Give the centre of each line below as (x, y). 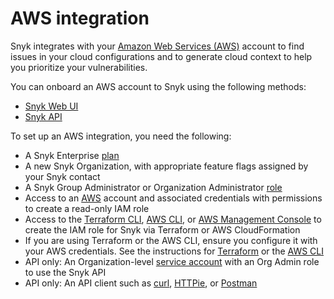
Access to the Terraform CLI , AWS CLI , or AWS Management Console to (173, 219)
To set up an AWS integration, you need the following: (121, 136)
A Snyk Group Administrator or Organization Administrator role (153, 187)
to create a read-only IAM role (87, 208)
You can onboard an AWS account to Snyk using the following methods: (158, 86)
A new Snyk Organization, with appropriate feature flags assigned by (166, 166)
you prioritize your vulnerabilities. (79, 67)
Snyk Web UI (51, 106)
